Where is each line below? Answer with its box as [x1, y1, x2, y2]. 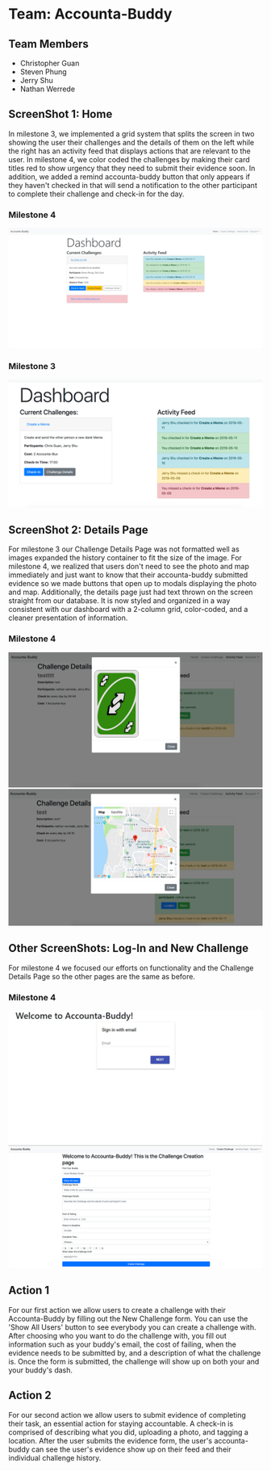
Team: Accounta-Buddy [8, 5, 173, 23]
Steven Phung [19, 67, 67, 77]
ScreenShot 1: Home [8, 107, 113, 121]
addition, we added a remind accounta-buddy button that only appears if [8, 171, 251, 182]
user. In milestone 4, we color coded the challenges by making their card [8, 154, 250, 164]
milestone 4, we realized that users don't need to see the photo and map [8, 562, 250, 572]
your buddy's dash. [8, 1365, 73, 1375]
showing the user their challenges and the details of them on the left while [8, 137, 255, 147]
